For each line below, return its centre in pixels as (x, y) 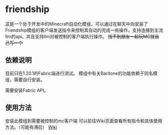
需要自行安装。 (29, 80)
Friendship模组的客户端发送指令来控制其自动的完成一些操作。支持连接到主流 (84, 30)
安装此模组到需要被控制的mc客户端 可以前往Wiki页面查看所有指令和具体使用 (84, 121)
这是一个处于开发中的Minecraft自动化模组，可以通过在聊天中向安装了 (76, 24)
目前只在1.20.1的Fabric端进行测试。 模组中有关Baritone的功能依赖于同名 (79, 73)
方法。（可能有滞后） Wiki (31, 127)
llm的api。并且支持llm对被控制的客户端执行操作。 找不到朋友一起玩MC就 (80, 36)
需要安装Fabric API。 (27, 90)
